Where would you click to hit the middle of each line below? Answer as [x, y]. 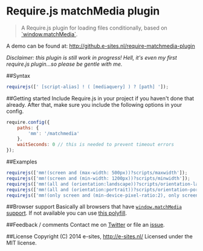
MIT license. [22, 243]
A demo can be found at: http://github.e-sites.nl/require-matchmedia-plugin [101, 46]
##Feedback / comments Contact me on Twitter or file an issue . [85, 225]
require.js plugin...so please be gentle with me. [64, 64]
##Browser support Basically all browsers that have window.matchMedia [94, 207]
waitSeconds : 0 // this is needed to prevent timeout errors [95, 145]
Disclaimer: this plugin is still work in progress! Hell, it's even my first [92, 57]
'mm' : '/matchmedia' [54, 133]
